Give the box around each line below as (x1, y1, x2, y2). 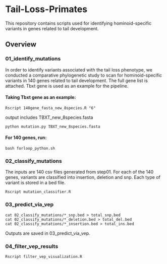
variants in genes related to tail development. (5, 25, 99, 31)
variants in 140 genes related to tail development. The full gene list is (5, 77, 148, 84)
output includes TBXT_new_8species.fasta (5, 114, 93, 120)
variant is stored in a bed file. (5, 180, 66, 186)
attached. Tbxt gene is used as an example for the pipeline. (5, 83, 129, 89)
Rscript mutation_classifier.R (5, 189, 71, 194)
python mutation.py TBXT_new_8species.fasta (5, 124, 100, 129)
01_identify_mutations (5, 55, 61, 62)
